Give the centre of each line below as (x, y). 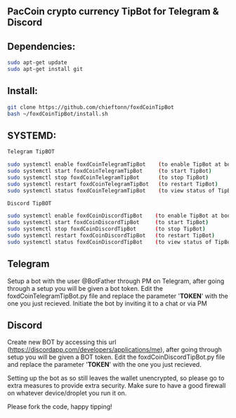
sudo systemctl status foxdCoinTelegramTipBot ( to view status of (111, 190)
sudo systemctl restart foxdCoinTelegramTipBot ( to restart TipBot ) (113, 184)
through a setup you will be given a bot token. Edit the (85, 288)
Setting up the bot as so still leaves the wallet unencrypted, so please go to (116, 378)
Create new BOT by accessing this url (62, 342)
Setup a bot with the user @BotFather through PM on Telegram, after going (116, 281)
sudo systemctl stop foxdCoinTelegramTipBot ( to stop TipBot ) (108, 177)
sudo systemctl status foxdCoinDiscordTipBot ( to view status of (110, 242)
